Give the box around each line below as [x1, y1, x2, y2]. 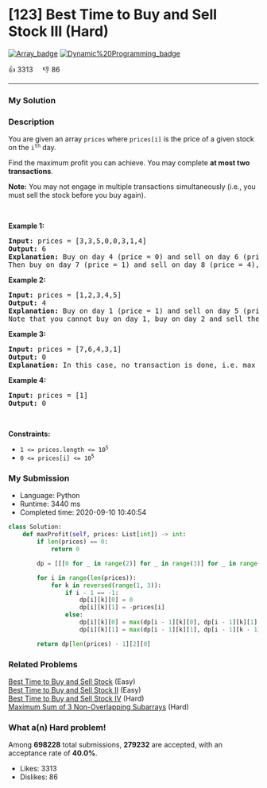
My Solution [8, 95, 56, 106]
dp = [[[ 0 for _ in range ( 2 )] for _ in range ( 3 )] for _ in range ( [37, 559, 261, 567]
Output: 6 [8, 245, 46, 253]
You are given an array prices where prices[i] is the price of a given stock [8, 134, 254, 144]
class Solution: [8, 523, 62, 531]
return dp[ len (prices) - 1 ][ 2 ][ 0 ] [37, 639, 151, 648]
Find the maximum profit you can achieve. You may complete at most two [8, 158, 250, 168]
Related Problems [8, 659, 78, 670]
